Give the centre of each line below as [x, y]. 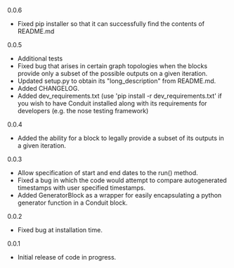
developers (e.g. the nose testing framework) [83, 111]
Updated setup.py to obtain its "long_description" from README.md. [117, 81]
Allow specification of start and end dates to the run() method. [108, 173]
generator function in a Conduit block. [72, 203]
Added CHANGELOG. [48, 88]
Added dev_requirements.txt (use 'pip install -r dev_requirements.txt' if [120, 96]
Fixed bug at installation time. [60, 230]
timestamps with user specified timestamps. [82, 188]
